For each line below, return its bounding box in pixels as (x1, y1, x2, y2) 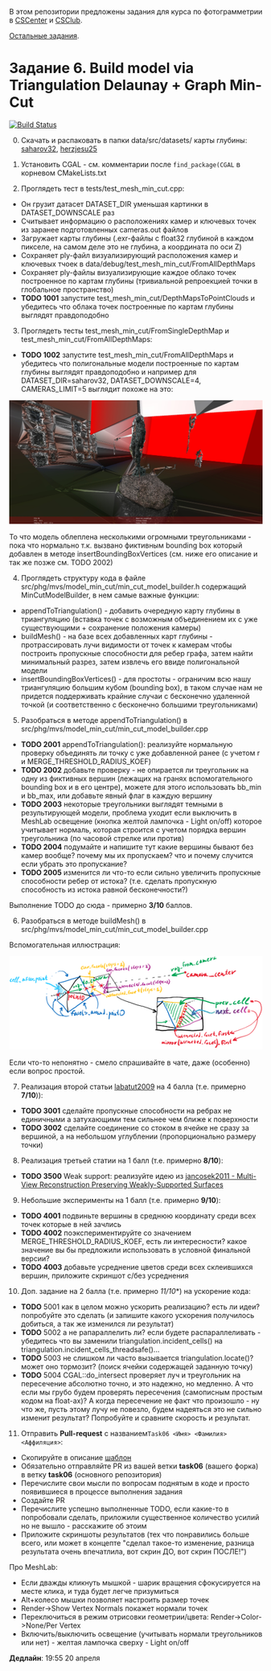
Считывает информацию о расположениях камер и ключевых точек (20, 216, 257, 226)
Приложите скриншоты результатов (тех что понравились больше (20, 1529, 250, 1539)
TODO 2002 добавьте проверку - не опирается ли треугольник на (20, 765, 249, 774)
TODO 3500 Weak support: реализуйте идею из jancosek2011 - (20, 1172, 236, 1181)
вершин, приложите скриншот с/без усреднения (20, 1271, 189, 1281)
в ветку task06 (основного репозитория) (20, 1470, 162, 1480)
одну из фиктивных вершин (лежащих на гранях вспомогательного (20, 774, 253, 783)
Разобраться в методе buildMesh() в (20, 916, 146, 926)
